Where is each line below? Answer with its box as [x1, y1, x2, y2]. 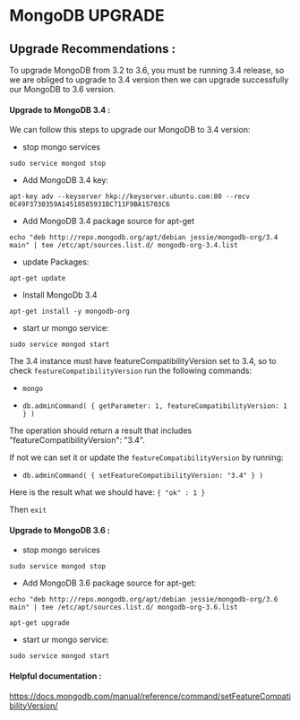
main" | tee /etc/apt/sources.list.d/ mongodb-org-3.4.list [9, 241, 239, 250]
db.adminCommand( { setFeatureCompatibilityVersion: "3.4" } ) [21, 472, 264, 481]
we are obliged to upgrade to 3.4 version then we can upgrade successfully [9, 74, 289, 85]
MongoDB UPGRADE [9, 5, 166, 26]
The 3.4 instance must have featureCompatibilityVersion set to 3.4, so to [9, 356, 277, 367]
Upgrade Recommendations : [9, 41, 176, 56]
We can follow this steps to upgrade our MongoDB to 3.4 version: [9, 125, 251, 135]
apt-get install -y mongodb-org [9, 307, 130, 317]
